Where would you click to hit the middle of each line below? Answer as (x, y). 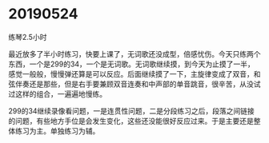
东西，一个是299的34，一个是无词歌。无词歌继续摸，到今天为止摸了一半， (131, 64)
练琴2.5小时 (28, 37)
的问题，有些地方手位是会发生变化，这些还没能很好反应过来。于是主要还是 (131, 121)
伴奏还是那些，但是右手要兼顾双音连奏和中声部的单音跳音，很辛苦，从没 (134, 84)
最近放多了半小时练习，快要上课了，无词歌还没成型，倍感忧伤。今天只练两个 (134, 54)
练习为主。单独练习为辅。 (57, 131)
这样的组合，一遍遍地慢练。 (60, 93)
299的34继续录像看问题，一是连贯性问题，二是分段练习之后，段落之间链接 (131, 111)
